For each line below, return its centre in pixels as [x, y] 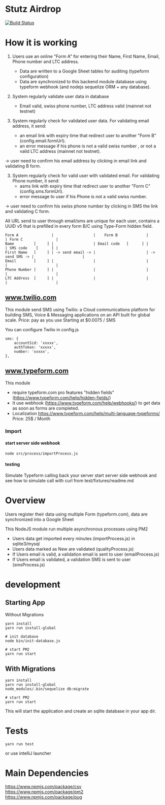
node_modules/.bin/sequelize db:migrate [47, 689]
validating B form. [23, 166]
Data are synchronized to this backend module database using [83, 81]
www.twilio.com [31, 297]
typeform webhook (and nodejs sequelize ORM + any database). [85, 87]
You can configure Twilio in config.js [42, 329]
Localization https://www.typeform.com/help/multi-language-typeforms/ [86, 413]
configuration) [34, 76]
